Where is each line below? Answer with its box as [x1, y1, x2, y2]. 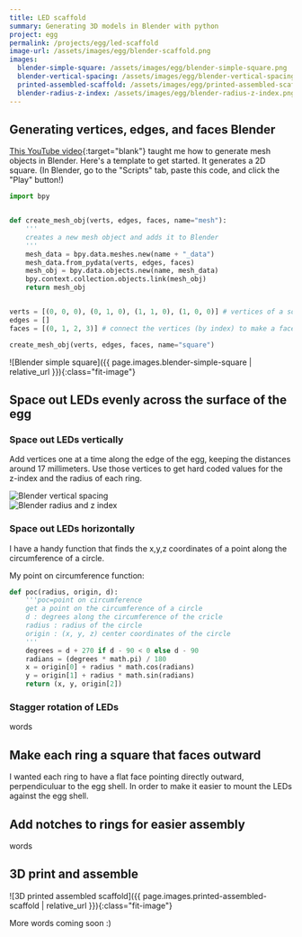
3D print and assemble [9, 867, 139, 882]
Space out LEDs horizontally [9, 523, 136, 535]
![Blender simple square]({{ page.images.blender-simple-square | [9, 357, 253, 368]
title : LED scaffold [9, 13, 87, 23]
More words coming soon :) [9, 917, 112, 928]
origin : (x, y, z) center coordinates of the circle [25, 629, 231, 638]
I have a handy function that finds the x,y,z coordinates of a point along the [9, 542, 288, 554]
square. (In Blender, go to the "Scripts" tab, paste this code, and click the [9, 165, 280, 176]
